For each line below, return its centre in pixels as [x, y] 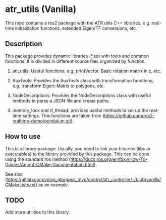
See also [14, 174]
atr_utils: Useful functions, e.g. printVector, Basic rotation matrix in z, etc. [87, 71]
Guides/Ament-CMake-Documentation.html [50, 164]
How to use [23, 137]
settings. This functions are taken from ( [63, 115]
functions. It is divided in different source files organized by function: [76, 61]
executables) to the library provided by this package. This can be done [77, 154]
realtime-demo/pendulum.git [42, 121]
